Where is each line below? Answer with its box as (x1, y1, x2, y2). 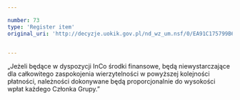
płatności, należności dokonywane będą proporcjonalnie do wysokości (7, 77, 216, 86)
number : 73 (7, 16, 40, 24)
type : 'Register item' (7, 23, 75, 31)
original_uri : (7, 30, 50, 37)
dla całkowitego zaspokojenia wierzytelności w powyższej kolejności (7, 69, 210, 79)
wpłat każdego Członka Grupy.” (7, 85, 100, 94)
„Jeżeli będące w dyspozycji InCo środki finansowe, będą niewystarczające (7, 62, 231, 71)
